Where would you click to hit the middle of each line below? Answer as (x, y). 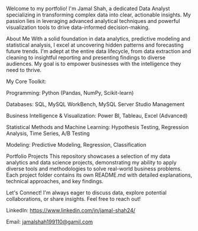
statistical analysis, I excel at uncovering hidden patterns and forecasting (95, 45)
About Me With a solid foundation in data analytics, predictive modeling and (98, 39)
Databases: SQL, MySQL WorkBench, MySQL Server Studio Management (95, 104)
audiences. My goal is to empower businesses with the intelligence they (94, 64)
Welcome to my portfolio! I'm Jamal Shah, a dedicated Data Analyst (88, 9)
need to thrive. (24, 70)
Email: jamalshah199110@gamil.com (50, 222)
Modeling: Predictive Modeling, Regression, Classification (76, 145)
